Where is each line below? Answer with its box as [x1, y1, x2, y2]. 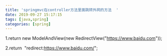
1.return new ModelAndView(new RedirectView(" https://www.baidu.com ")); [5, 35, 162, 41]
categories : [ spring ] [5, 21, 51, 27]
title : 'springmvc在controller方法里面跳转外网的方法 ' [5, 7, 119, 13]
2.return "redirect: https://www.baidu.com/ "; [5, 45, 98, 51]
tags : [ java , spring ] [5, 17, 49, 22]
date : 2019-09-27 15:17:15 [5, 12, 62, 17]
